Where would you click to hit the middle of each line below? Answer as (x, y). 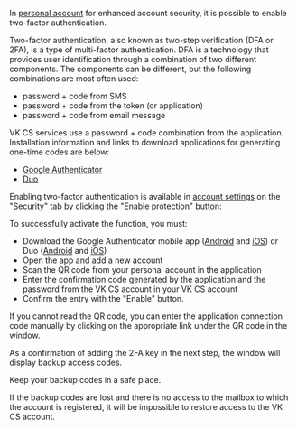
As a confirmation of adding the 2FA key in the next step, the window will (145, 353)
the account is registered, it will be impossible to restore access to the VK (146, 407)
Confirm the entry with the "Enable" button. (103, 298)
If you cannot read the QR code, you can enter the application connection (146, 316)
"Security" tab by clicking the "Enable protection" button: (116, 206)
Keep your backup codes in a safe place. (85, 380)
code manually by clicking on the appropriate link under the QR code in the (148, 326)
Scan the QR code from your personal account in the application (142, 270)
